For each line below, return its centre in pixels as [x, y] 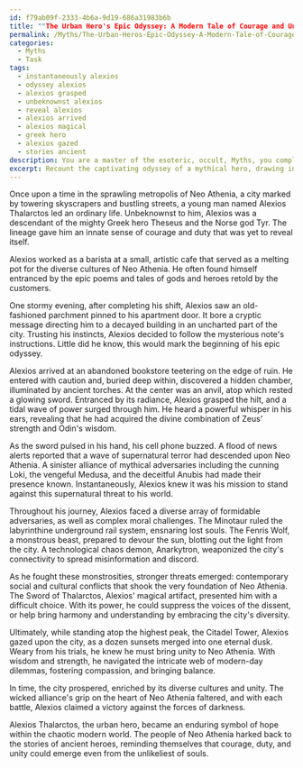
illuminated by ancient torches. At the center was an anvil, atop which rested [151, 390]
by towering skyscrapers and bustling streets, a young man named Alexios [148, 204]
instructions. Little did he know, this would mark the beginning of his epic [145, 344]
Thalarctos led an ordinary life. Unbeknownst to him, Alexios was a [133, 214]
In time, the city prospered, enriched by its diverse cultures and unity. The [147, 688]
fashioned [28, 315]
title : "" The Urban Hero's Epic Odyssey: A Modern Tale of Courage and [147, 26]
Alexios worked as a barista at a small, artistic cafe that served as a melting [149, 260]
